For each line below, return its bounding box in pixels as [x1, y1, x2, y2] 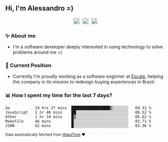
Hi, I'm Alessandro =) [5, 4, 74, 13]
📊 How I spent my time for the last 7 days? [5, 92, 113, 99]
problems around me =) [12, 49, 63, 55]
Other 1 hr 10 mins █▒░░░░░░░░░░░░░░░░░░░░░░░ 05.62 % [5, 114, 152, 119]
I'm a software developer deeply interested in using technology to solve [12, 44, 163, 50]
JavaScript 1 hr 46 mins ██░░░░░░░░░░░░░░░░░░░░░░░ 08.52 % [5, 109, 152, 115]
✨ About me [5, 32, 36, 39]
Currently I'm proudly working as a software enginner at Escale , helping [12, 73, 163, 79]
